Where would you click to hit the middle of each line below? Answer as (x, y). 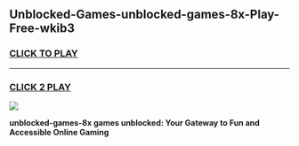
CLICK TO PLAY (44, 54)
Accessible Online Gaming (59, 132)
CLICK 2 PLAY (40, 87)
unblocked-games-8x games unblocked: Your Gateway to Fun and (134, 122)
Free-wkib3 (42, 29)
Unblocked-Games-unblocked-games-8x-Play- (145, 15)
